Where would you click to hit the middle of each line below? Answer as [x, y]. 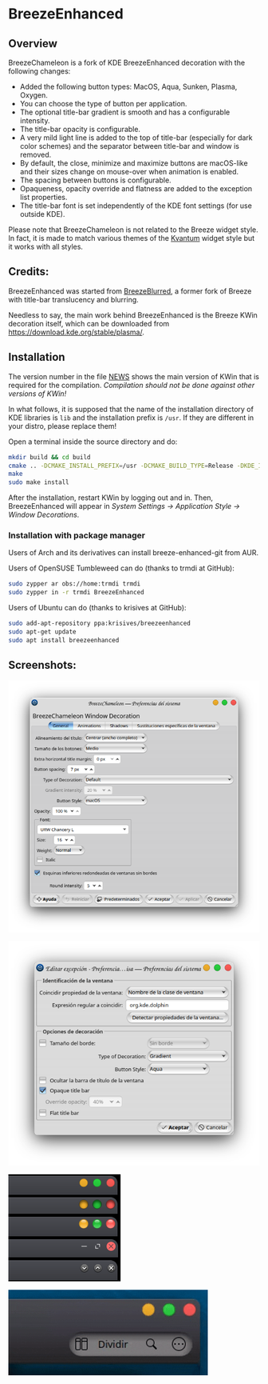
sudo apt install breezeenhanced [64, 640]
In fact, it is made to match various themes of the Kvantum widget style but [132, 238]
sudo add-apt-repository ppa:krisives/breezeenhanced [100, 624]
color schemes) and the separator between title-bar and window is [129, 146]
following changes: [39, 71]
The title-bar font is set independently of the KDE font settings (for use [136, 206]
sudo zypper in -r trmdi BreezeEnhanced [77, 593]
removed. [35, 154]
